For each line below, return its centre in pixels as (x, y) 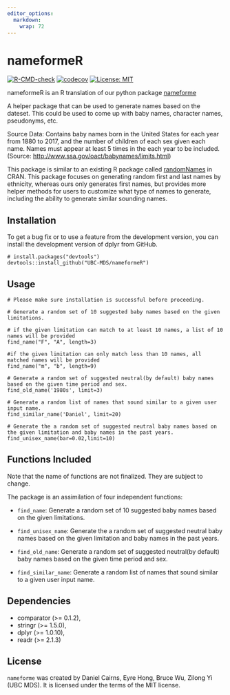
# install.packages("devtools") (53, 257)
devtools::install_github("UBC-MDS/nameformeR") (78, 263)
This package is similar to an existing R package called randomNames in (109, 169)
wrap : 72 (32, 26)
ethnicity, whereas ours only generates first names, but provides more (107, 184)
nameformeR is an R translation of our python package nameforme (102, 93)
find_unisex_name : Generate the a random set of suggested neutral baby (119, 530)
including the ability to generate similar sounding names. (87, 199)
